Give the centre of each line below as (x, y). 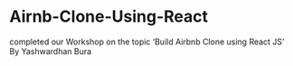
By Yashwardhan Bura (51, 51)
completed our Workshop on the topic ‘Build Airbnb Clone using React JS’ (147, 42)
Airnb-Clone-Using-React (109, 17)
